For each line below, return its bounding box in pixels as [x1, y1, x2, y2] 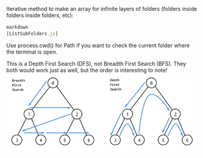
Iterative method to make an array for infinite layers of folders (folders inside [6, 5, 198, 12]
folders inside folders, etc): [6, 12, 74, 19]
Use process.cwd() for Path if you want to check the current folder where [6, 41, 190, 49]
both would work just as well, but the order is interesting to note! [6, 66, 168, 74]
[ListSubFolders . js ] [6, 31, 59, 37]
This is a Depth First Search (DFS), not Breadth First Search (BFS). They [6, 60, 187, 67]
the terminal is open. [6, 48, 58, 56]
